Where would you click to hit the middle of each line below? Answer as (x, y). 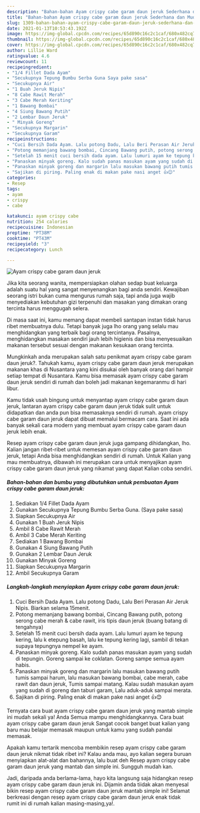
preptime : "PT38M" (29, 233)
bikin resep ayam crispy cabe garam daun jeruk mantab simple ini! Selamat (99, 791)
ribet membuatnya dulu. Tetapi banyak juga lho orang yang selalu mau (93, 326)
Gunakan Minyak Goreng (46, 560)
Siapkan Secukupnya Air (45, 516)
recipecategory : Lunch (35, 250)
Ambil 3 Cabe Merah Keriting (51, 535)
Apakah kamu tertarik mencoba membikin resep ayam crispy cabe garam (96, 747)
